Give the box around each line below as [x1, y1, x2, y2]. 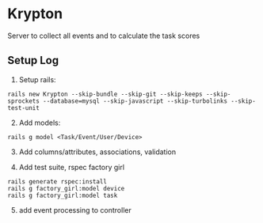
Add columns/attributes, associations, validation [18, 147, 176, 157]
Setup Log [7, 54, 59, 67]
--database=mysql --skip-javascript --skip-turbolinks [42, 96, 227, 105]
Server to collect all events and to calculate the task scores [7, 31, 200, 40]
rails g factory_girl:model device [7, 184, 125, 192]
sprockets [7, 96, 40, 105]
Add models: [18, 118, 61, 127]
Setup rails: [18, 74, 56, 84]
